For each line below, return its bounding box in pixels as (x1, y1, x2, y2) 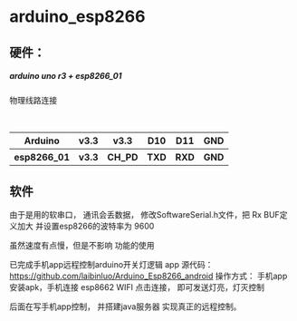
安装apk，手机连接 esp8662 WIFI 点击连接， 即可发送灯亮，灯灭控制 (9, 282, 265, 293)
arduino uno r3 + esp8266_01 (9, 71, 122, 82)
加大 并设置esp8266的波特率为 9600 (16, 220, 155, 232)
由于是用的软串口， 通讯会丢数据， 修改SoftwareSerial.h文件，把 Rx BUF (9, 209, 281, 220)
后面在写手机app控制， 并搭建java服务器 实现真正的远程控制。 (9, 301, 242, 312)
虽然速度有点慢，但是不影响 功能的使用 (9, 240, 155, 251)
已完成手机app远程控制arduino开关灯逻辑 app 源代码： (9, 259, 214, 270)
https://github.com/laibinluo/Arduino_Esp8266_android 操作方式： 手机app (9, 270, 288, 282)
